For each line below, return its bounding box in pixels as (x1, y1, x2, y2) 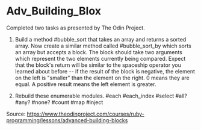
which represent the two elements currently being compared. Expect (14, 55, 186, 62)
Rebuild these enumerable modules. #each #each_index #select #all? (14, 92, 188, 99)
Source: (6, 110, 26, 117)
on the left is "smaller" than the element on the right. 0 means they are (14, 74, 190, 81)
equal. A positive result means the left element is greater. (14, 80, 156, 88)
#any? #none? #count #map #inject (14, 98, 104, 106)
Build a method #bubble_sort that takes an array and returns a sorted (14, 36, 187, 43)
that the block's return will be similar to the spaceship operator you (14, 61, 182, 69)
